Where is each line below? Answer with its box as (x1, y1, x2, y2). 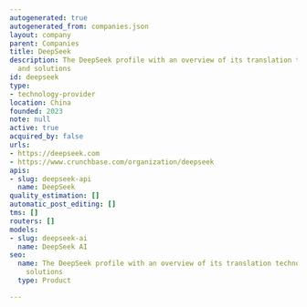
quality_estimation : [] (9, 191, 101, 200)
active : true (9, 124, 59, 133)
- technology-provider (9, 89, 96, 98)
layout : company (9, 30, 71, 39)
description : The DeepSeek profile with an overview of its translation (9, 56, 292, 65)
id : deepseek (9, 73, 59, 82)
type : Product (17, 276, 71, 285)
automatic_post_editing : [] (9, 200, 117, 210)
